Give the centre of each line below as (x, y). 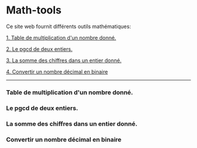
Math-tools (34, 10)
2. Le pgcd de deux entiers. (39, 49)
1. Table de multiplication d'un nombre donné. (61, 37)
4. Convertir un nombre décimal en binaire (57, 71)
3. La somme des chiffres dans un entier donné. (64, 60)
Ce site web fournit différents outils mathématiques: (69, 26)
